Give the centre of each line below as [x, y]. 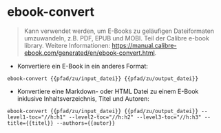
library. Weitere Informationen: [67, 45]
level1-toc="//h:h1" [37, 117]
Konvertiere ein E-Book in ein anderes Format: [82, 66]
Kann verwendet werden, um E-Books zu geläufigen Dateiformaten [119, 31]
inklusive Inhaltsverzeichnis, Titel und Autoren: [83, 98]
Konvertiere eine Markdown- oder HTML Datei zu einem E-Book [108, 91]
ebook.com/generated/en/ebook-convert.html [89, 53]
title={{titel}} [30, 123]
